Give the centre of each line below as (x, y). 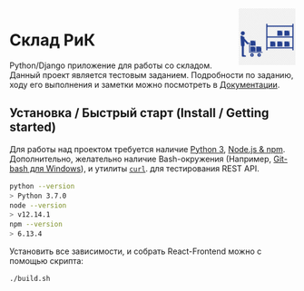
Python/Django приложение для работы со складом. (111, 65)
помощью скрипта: (47, 261)
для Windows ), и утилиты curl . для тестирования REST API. (145, 168)
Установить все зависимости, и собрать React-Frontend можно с (136, 251)
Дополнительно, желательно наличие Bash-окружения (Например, (141, 159)
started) (33, 127)
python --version (42, 186)
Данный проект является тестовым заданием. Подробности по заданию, (152, 74)
